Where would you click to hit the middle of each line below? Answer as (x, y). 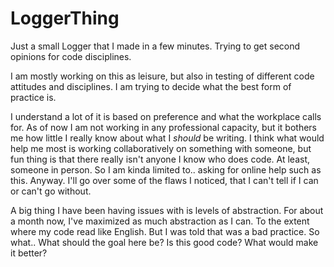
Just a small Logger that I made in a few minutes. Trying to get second (155, 46)
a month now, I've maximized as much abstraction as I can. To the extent (160, 221)
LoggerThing (65, 18)
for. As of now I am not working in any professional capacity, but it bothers (163, 127)
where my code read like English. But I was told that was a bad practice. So (165, 231)
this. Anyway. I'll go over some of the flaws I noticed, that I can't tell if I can (164, 180)
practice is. (33, 97)
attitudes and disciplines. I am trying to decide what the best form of (151, 86)
